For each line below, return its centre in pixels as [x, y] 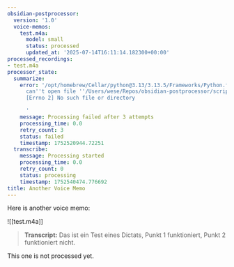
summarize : [29, 78]
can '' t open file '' [55, 91]
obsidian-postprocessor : [43, 14]
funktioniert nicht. [49, 243]
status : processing [48, 175]
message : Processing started [62, 156]
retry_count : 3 [42, 130]
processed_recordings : [40, 59]
